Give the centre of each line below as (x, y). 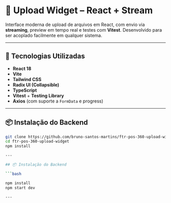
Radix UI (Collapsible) (36, 85)
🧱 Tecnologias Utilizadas (45, 56)
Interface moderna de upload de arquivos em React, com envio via (75, 24)
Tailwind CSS (27, 79)
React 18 (22, 68)
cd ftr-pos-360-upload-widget (37, 142)
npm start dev (20, 188)
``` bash (13, 174)
